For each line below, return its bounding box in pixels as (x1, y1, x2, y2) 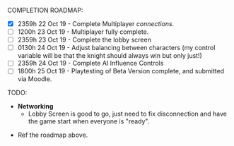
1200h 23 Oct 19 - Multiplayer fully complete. (17, 28, 149, 36)
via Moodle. (17, 75, 52, 83)
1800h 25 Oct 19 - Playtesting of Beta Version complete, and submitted (17, 67, 225, 75)
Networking (17, 102, 54, 111)
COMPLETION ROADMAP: (7, 6, 83, 14)
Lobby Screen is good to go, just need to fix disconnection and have (28, 109, 228, 118)
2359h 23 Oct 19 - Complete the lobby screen (17, 35, 152, 44)
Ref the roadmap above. (17, 130, 88, 140)
